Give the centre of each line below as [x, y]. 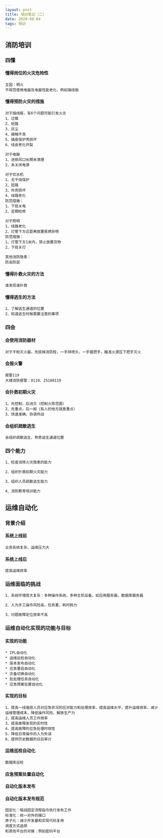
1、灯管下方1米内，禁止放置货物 [33, 242]
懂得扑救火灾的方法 [25, 274]
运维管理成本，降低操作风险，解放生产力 [40, 713]
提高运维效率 [16, 571]
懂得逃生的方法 [20, 297]
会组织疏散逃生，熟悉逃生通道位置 [35, 438]
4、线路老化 [16, 196]
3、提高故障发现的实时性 [26, 723]
